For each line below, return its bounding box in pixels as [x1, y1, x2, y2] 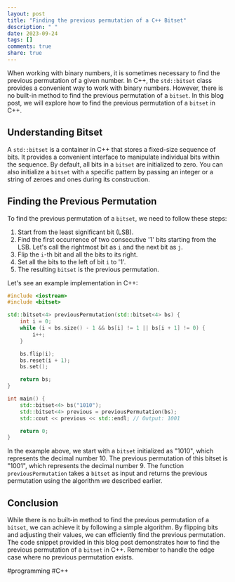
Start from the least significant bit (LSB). [17, 228, 134, 236]
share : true [7, 50, 42, 57]
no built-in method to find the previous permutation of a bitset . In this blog [7, 91, 224, 99]
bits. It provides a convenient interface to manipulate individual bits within [7, 153, 220, 161]
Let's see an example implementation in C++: [7, 278, 138, 287]
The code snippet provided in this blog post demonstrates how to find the [7, 538, 220, 547]
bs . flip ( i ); [20, 350, 55, 357]
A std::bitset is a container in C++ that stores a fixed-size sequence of [7, 145, 216, 153]
